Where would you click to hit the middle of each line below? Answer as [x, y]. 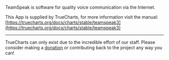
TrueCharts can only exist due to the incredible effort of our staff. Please [80, 42]
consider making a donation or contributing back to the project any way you [84, 48]
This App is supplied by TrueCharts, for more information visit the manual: [82, 17]
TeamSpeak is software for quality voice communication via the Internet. [80, 7]
